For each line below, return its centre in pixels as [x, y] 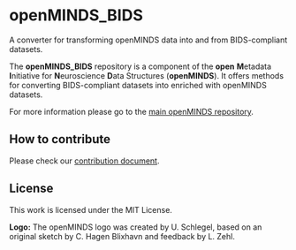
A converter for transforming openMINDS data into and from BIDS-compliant [148, 40]
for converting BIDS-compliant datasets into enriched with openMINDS [138, 85]
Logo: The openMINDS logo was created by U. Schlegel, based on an [136, 227]
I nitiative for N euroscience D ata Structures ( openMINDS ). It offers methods [147, 75]
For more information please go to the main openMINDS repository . [132, 111]
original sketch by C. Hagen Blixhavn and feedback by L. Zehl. [122, 236]
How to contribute [60, 139]
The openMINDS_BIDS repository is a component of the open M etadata [140, 66]
